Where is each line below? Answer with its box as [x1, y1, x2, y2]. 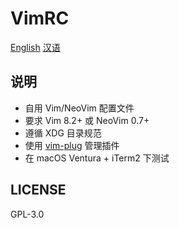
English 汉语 [10, 41, 61, 53]
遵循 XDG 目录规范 [24, 127, 102, 139]
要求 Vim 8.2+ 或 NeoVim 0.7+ [24, 114, 150, 126]
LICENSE [10, 182, 67, 199]
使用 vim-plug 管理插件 [24, 139, 120, 151]
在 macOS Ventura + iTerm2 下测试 [24, 152, 170, 164]
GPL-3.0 [10, 208, 45, 220]
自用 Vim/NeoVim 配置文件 [24, 102, 135, 114]
